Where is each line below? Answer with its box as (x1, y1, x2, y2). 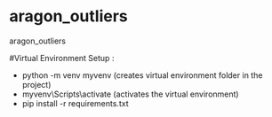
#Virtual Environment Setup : (9, 52, 115, 63)
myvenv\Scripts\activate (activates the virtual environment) (21, 89, 239, 99)
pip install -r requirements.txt (21, 97, 129, 108)
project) (21, 79, 52, 90)
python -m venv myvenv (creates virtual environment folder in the (21, 69, 263, 81)
